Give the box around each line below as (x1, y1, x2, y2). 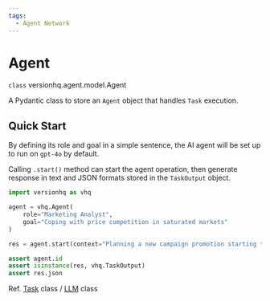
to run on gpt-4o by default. (8, 149, 100, 159)
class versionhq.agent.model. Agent (8, 80, 127, 90)
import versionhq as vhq (8, 189, 92, 197)
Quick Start (8, 119, 67, 132)
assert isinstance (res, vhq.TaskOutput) (8, 262, 146, 270)
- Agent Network (15, 19, 70, 27)
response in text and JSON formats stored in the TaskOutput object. (8, 173, 231, 183)
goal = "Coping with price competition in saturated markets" (22, 218, 228, 226)
